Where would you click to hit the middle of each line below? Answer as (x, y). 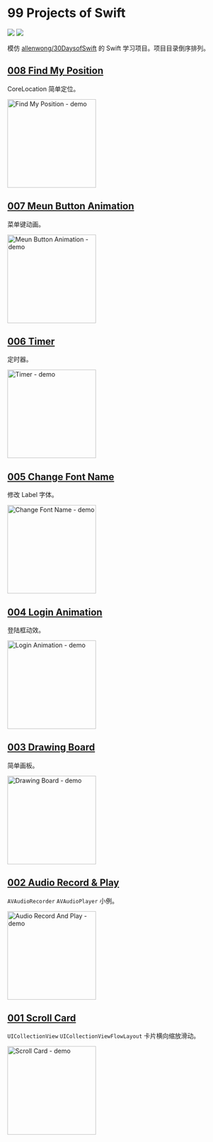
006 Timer (31, 341)
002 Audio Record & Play (63, 883)
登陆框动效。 (26, 630)
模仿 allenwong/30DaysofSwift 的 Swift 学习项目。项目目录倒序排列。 (109, 48)
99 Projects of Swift (67, 13)
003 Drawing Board (51, 747)
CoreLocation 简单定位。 (44, 88)
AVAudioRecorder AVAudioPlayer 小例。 (63, 901)
